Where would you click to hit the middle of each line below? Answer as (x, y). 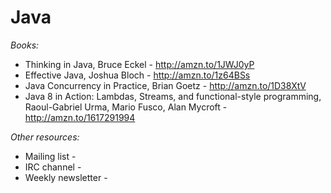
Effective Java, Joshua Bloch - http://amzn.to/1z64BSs (137, 75)
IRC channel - (53, 167)
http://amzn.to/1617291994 (80, 117)
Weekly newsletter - (66, 177)
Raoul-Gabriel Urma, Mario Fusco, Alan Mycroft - (126, 107)
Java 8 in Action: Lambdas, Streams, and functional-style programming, (173, 96)
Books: (25, 45)
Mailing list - (50, 156)
